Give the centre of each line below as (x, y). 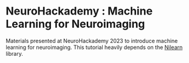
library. (15, 53)
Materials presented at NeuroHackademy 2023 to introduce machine (92, 41)
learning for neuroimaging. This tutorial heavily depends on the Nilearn (94, 47)
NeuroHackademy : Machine (79, 11)
